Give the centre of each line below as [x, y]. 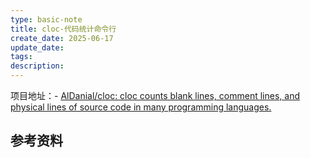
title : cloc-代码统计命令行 [63, 29]
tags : [21, 57]
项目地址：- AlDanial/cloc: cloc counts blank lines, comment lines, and [155, 95]
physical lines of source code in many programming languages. [141, 107]
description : [37, 66]
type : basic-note [46, 19]
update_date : [37, 47]
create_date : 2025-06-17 [62, 38]
